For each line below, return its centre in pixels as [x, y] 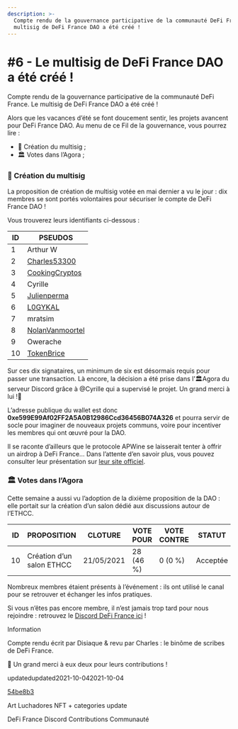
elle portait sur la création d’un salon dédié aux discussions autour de [109, 505]
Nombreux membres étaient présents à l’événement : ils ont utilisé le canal [116, 587]
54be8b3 [21, 691]
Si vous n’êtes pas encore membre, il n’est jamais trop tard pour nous [108, 608]
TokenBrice [46, 353]
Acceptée [212, 560]
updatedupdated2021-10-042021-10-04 [66, 678]
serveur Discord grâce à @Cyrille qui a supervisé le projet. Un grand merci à [119, 389]
